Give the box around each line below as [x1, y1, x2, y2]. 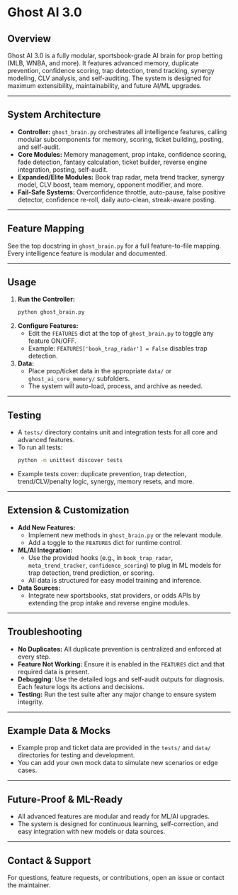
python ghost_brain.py [17, 309, 85, 316]
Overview [7, 33, 52, 45]
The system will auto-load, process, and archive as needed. [28, 382, 203, 390]
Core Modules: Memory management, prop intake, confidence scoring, [17, 150, 227, 158]
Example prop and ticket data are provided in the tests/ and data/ [17, 743, 211, 752]
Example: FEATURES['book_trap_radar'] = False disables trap [28, 344, 208, 353]
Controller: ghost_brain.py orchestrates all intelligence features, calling [17, 127, 227, 136]
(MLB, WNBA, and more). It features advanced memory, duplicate [7, 59, 199, 67]
